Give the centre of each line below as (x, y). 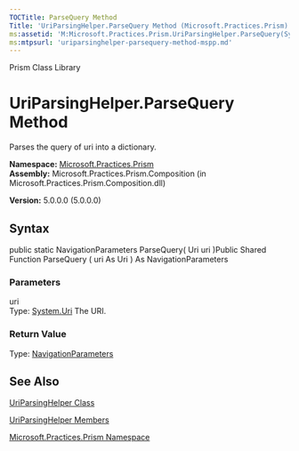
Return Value (38, 334)
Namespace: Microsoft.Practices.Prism (81, 165)
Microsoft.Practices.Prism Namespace (80, 438)
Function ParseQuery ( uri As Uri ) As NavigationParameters (119, 259)
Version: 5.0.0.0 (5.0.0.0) (55, 200)
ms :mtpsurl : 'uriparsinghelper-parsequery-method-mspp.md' (121, 42)
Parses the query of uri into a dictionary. (83, 147)
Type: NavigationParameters (61, 353)
